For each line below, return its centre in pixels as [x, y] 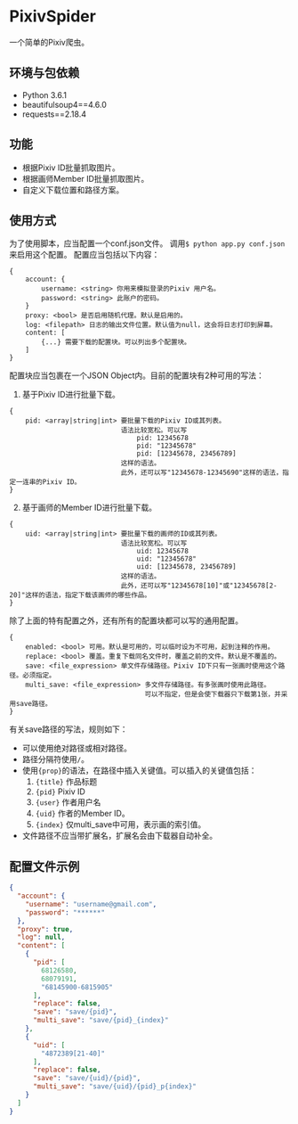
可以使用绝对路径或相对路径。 [77, 748]
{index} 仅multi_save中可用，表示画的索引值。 [121, 825]
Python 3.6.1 [44, 94]
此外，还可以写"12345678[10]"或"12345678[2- [199, 586]
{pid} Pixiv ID [60, 792]
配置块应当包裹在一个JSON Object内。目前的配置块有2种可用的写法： [137, 375]
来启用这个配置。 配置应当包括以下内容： [85, 255]
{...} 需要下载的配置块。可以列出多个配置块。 [116, 342]
